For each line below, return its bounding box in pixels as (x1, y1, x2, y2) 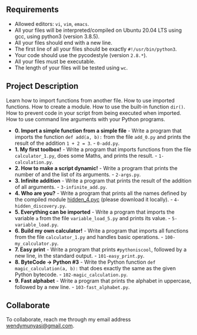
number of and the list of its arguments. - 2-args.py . (14, 171, 141, 178)
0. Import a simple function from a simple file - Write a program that (14, 127, 182, 134)
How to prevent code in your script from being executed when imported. (6, 109, 182, 117)
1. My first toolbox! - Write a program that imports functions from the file (14, 145, 192, 152)
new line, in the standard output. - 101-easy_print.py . (14, 252, 145, 259)
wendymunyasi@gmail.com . (6, 322, 75, 329)
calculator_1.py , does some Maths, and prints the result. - (14, 152, 158, 159)
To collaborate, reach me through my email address (6, 316, 131, 323)
